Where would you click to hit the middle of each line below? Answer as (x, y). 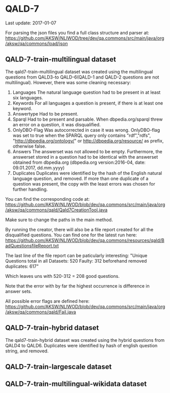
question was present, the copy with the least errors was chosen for (84, 184)
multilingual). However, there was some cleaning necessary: (68, 82)
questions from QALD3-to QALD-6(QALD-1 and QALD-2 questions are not (82, 77)
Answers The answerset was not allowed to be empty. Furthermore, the (87, 151)
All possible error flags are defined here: (47, 301)
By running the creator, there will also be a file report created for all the (79, 229)
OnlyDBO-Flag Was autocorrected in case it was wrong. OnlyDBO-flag (86, 130)
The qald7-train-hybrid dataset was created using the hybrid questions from (85, 340)
